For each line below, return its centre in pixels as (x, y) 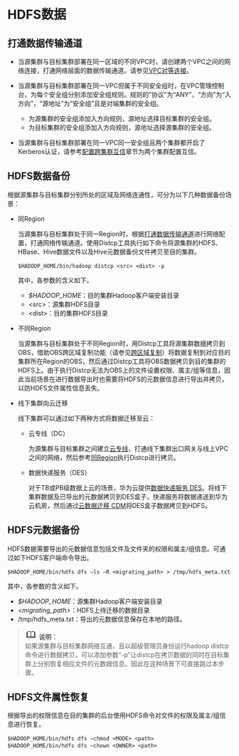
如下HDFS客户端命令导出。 (53, 557)
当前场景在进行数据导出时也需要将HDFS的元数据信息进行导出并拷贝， (126, 379)
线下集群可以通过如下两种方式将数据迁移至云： (86, 418)
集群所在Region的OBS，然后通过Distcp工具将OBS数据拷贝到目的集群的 (122, 361)
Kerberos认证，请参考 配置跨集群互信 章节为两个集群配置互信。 (109, 151)
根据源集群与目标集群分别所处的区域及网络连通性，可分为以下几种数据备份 (116, 195)
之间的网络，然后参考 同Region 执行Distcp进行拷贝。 (104, 457)
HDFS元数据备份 (43, 530)
